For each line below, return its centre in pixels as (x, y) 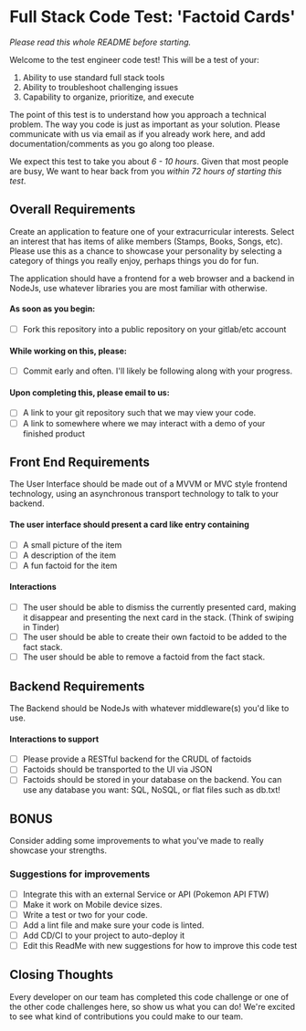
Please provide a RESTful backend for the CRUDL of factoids (137, 759)
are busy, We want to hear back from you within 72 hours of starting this (146, 171)
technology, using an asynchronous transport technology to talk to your (144, 494)
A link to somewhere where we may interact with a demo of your (144, 423)
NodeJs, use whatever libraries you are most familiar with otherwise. (138, 288)
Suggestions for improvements (80, 874)
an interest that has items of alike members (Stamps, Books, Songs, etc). (146, 241)
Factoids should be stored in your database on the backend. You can (152, 780)
